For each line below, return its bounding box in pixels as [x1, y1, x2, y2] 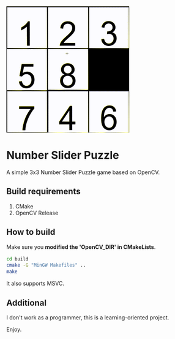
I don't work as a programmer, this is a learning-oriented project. [6, 314, 169, 321]
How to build [6, 227, 56, 237]
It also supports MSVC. [6, 280, 64, 288]
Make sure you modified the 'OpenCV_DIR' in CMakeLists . [6, 243, 156, 251]
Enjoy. [6, 326, 22, 333]
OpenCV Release [15, 209, 59, 216]
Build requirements [6, 186, 81, 197]
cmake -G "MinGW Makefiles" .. [6, 262, 86, 269]
